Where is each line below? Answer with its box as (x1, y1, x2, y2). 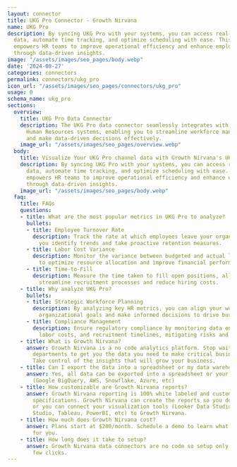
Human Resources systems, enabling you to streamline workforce (25, 128, 219, 135)
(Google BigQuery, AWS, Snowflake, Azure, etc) (32, 377, 175, 384)
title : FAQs (20, 200, 55, 208)
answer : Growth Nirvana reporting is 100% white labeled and (25, 390, 210, 397)
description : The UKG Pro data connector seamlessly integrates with (20, 121, 229, 129)
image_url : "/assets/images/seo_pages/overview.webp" (20, 142, 181, 149)
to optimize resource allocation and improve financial (38, 259, 207, 266)
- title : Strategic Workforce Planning (25, 299, 143, 306)
